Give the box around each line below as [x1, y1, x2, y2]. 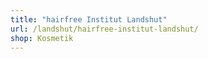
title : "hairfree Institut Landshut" [10, 14, 168, 25]
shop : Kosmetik [10, 33, 74, 43]
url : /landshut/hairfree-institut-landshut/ [10, 24, 199, 34]
